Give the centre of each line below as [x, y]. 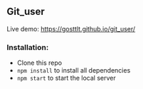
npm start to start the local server [66, 78]
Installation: [28, 47]
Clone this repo [39, 63]
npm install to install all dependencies [74, 70]
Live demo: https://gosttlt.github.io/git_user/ [71, 28]
